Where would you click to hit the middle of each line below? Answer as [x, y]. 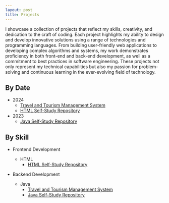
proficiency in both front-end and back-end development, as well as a [78, 56]
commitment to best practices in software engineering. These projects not [82, 61]
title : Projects [22, 15]
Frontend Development [36, 149]
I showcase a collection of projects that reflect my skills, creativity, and [79, 29]
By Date [18, 88]
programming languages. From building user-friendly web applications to [81, 45]
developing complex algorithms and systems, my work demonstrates [77, 50]
